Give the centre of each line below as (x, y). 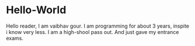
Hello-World (36, 10)
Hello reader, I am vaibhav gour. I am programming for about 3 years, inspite (98, 26)
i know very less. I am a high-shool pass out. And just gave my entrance (93, 32)
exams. (15, 38)
